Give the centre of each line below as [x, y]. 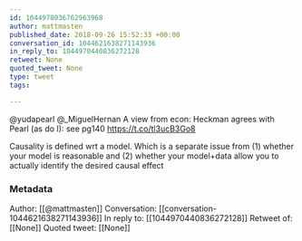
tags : [19, 85]
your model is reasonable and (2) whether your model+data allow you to [144, 156]
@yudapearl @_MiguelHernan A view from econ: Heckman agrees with [142, 119]
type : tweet [32, 77]
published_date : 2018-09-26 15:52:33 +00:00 [95, 34]
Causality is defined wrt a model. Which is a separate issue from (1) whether [152, 146]
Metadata [31, 188]
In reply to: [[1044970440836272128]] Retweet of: [198, 217]
